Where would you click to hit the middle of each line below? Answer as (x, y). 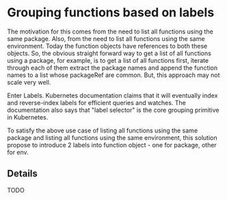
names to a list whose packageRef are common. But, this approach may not (113, 75)
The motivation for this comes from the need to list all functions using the (110, 31)
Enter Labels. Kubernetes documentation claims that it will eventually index (112, 95)
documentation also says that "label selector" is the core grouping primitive (113, 110)
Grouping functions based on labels (111, 13)
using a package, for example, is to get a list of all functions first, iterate (108, 60)
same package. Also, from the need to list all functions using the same (106, 38)
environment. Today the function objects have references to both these (107, 46)
